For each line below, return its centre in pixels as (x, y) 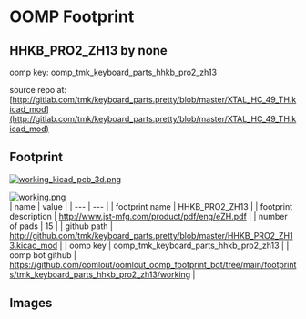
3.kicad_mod (34, 245)
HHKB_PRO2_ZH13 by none (89, 51)
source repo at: (38, 90)
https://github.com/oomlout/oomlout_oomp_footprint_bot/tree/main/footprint (153, 264)
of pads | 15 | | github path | (61, 226)
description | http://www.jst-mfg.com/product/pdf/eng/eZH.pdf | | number (149, 216)
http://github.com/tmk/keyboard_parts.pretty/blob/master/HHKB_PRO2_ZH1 (151, 235)
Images (31, 303)
